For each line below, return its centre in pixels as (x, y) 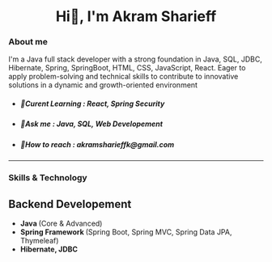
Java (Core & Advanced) (61, 223)
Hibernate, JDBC (49, 249)
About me (28, 42)
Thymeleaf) (39, 240)
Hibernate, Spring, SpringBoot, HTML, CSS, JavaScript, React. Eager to (127, 68)
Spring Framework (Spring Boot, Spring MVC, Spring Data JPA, (126, 232)
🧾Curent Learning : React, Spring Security (92, 104)
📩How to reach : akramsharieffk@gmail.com (97, 144)
